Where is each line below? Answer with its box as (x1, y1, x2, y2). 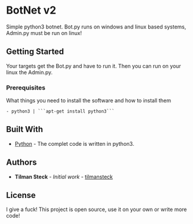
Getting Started (6, 47, 64, 57)
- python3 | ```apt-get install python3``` (6, 108, 115, 114)
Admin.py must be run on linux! (6, 29, 82, 36)
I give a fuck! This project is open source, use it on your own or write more (6, 206, 187, 213)
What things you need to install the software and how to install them (6, 97, 171, 104)
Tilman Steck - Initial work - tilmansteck (14, 173, 113, 180)
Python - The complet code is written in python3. (14, 140, 135, 147)
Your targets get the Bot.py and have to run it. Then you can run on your (6, 62, 181, 69)
